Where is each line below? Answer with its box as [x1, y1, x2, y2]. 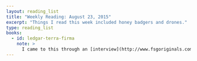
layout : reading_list [6, 8, 59, 15]
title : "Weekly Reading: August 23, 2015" [6, 14, 111, 20]
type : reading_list [6, 24, 54, 31]
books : [6, 30, 22, 36]
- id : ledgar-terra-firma [11, 35, 75, 41]
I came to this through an [21, 46, 88, 52]
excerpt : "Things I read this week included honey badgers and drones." [6, 19, 188, 25]
